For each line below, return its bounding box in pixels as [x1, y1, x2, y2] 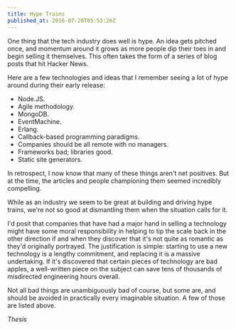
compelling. [7, 184, 42, 192]
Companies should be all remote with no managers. [17, 140, 169, 148]
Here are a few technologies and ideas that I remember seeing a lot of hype [7, 73, 229, 82]
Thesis [7, 315, 27, 323]
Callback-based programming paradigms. [17, 132, 140, 141]
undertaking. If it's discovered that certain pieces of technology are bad [7, 257, 218, 266]
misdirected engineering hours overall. [7, 272, 121, 281]
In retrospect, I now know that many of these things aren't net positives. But [7, 169, 230, 177]
